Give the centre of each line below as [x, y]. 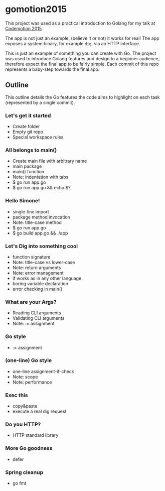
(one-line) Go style [29, 360]
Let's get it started [28, 115]
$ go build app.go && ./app [40, 233]
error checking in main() [37, 289]
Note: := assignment [33, 324]
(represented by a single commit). [40, 102]
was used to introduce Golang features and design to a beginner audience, [82, 58]
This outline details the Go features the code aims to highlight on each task [82, 97]
